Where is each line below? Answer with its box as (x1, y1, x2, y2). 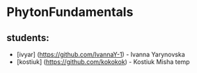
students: (6, 32, 49, 44)
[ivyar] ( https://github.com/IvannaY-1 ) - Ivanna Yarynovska (16, 50, 185, 58)
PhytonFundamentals (6, 4, 134, 20)
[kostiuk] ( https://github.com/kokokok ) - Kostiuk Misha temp (16, 58, 190, 66)
